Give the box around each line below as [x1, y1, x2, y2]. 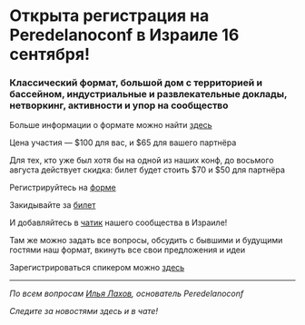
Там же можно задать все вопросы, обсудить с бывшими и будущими [9, 235, 283, 246]
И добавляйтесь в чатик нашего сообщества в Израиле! [9, 217, 228, 228]
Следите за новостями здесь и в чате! [9, 306, 159, 317]
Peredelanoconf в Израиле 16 [9, 25, 240, 45]
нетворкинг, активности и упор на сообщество [9, 99, 229, 112]
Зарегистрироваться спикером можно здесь [9, 262, 185, 273]
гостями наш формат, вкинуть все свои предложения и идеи [9, 244, 246, 255]
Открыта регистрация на [9, 5, 210, 26]
